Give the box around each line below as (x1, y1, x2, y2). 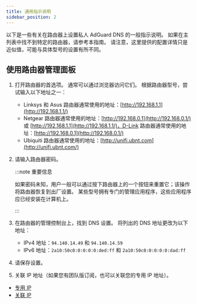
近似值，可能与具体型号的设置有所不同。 (6, 45, 104, 53)
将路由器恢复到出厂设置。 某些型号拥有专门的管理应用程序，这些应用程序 (14, 188, 192, 195)
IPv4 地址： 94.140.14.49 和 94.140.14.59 (23, 239, 123, 246)
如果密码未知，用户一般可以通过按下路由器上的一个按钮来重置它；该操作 (14, 181, 190, 188)
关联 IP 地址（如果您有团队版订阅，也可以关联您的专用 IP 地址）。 (14, 272, 172, 279)
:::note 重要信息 (14, 168, 53, 176)
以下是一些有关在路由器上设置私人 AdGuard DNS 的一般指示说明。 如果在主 (6, 31, 189, 38)
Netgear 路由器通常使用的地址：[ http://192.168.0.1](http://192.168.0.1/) (23, 115, 191, 122)
